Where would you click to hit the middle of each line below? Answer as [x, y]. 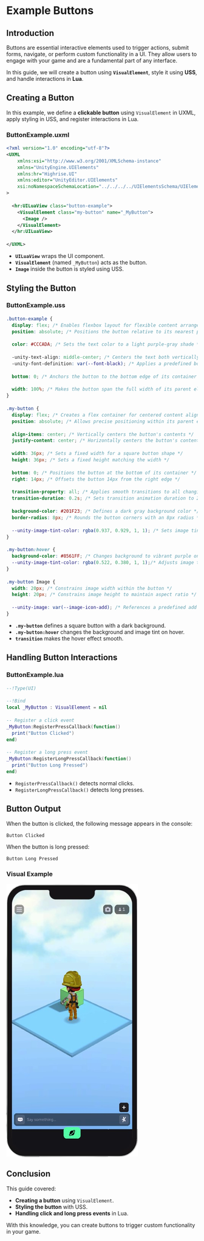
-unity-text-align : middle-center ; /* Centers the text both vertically [106, 357]
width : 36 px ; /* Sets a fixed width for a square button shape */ [97, 454]
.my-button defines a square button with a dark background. [90, 625]
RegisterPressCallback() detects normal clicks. [75, 783]
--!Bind [16, 701]
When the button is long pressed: [48, 847]
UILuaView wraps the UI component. [60, 256]
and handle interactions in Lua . [45, 79]
